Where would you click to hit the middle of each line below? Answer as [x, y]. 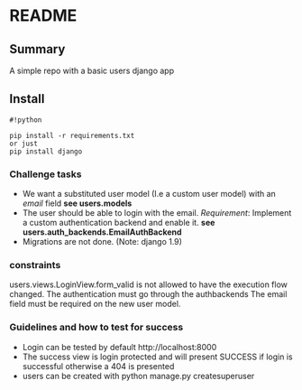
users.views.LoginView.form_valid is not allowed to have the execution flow [149, 284]
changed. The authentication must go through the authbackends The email [148, 294]
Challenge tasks [46, 174]
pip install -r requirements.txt [72, 135]
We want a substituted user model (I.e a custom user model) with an [149, 194]
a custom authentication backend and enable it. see [119, 223]
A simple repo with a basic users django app [92, 70]
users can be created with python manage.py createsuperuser [138, 376]
